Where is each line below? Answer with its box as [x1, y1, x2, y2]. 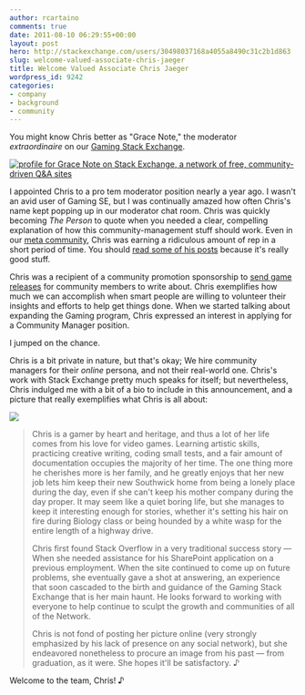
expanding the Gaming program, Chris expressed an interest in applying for [9, 311, 293, 322]
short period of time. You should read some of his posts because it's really [9, 244, 290, 255]
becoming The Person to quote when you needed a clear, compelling [9, 215, 269, 226]
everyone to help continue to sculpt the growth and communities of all [31, 601, 295, 612]
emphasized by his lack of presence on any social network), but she [31, 639, 289, 649]
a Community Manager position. [9, 320, 130, 331]
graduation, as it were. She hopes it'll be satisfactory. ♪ [31, 658, 240, 669]
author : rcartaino [9, 13, 79, 23]
